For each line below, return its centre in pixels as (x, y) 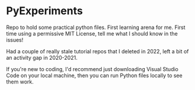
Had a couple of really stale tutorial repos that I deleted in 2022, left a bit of (97, 51)
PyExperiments (45, 11)
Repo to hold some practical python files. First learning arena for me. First (96, 27)
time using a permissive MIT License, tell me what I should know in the (92, 33)
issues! (15, 40)
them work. (20, 82)
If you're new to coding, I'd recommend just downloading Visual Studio (92, 69)
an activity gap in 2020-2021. (42, 57)
